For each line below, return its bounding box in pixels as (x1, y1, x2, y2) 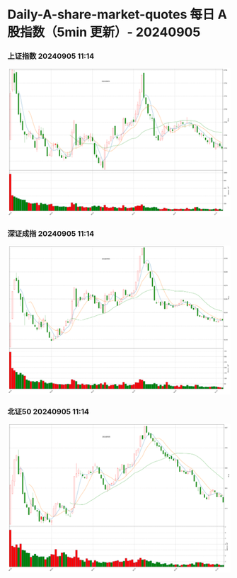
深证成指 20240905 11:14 (7, 229, 95, 239)
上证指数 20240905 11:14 (7, 51, 95, 61)
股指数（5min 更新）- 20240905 (7, 24, 201, 40)
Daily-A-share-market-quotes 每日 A (7, 6, 228, 23)
